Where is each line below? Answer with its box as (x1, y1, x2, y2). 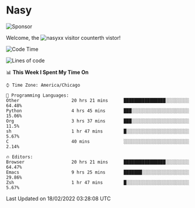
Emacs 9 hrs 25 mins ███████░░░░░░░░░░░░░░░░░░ (6, 169, 190, 175)
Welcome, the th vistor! (6, 34, 121, 41)
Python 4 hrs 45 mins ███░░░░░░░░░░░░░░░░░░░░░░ (6, 108, 190, 114)
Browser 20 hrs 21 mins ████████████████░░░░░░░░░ (6, 159, 190, 165)
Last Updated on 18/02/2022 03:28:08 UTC (6, 195, 111, 202)
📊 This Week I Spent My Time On (6, 69, 89, 76)
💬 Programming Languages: (6, 92, 69, 98)
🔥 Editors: (6, 154, 33, 160)
